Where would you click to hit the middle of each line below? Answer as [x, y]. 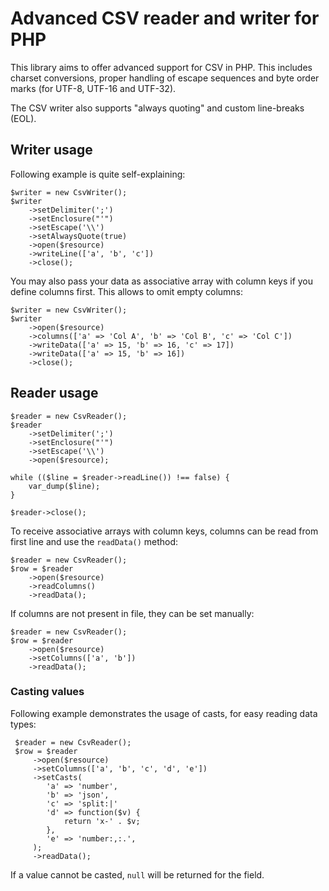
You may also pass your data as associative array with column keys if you [162, 281]
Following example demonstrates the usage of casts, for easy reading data [164, 713]
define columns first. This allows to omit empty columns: [127, 291]
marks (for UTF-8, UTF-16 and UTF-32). [93, 88]
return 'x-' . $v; [102, 821]
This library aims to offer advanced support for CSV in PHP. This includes [161, 67]
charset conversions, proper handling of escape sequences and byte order [165, 78]
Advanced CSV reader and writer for [165, 18]
